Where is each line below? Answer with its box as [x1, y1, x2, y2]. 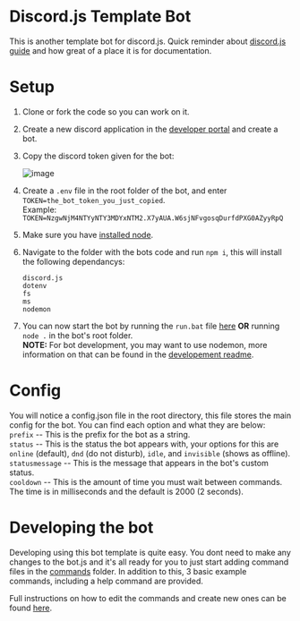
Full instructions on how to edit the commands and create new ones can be [9, 592, 287, 603]
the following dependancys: [21, 256, 125, 267]
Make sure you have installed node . [21, 229, 154, 240]
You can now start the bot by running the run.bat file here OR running [21, 320, 280, 331]
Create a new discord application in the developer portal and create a [21, 123, 279, 134]
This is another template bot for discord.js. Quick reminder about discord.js [9, 36, 287, 47]
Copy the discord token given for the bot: [21, 150, 175, 161]
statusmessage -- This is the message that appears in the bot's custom [9, 457, 269, 468]
